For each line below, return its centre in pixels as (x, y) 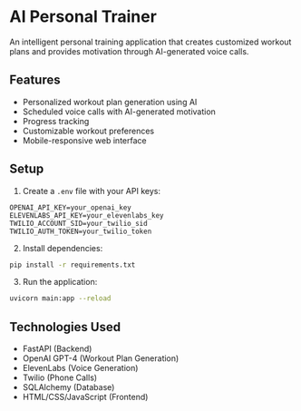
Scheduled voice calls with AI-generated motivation (119, 112)
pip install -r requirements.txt (73, 265)
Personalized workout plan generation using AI (110, 102)
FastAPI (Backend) (57, 349)
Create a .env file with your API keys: (92, 191)
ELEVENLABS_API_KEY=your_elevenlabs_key (87, 215)
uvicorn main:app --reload (60, 298)
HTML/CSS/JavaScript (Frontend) (85, 397)
